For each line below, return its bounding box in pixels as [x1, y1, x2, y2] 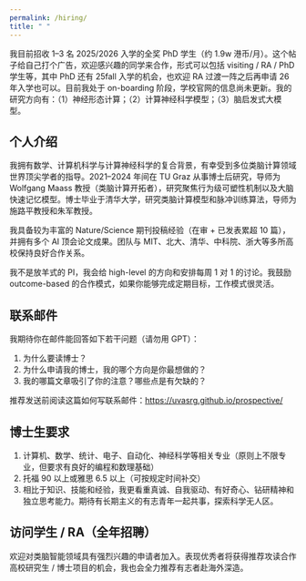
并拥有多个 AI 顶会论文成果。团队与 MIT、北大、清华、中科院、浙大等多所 [9, 236, 286, 247]
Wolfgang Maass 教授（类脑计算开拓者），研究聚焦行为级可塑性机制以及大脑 [9, 183, 294, 194]
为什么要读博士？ [22, 352, 87, 364]
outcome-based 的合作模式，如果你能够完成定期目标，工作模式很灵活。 [9, 279, 280, 290]
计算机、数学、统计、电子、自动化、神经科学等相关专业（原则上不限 [22, 450, 279, 461]
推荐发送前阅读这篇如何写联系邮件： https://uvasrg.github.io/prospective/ [9, 395, 283, 406]
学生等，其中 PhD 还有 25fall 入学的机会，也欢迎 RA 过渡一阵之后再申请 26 [9, 70, 290, 82]
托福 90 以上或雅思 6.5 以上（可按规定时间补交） [22, 473, 206, 484]
